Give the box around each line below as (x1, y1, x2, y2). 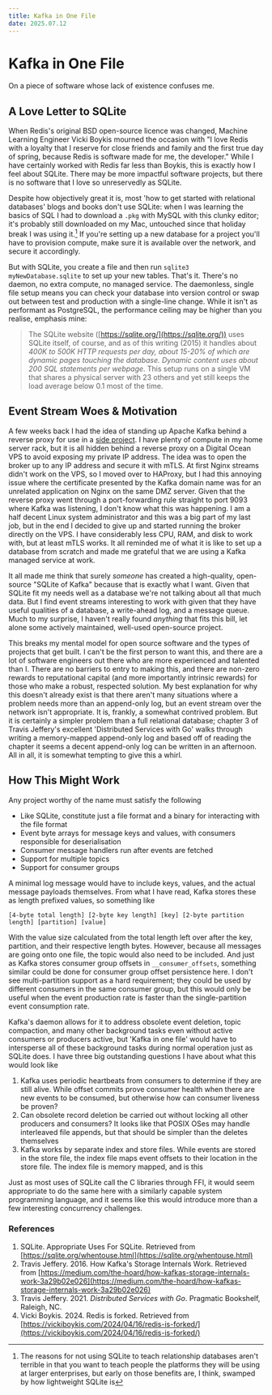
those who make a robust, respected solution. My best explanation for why (8, 681, 257, 691)
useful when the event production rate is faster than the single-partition (8, 992, 247, 1002)
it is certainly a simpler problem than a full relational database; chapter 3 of (8, 715, 259, 725)
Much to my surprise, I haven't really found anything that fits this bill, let (8, 613, 249, 624)
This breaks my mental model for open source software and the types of (8, 638, 250, 648)
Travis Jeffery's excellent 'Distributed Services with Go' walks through (8, 724, 243, 734)
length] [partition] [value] (8, 918, 107, 926)
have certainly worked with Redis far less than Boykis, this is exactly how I (8, 160, 256, 170)
